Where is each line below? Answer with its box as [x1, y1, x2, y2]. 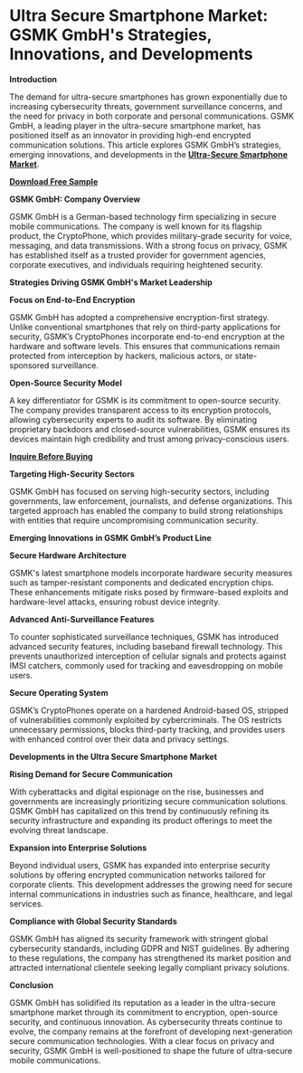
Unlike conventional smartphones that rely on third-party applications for [9, 321, 281, 332]
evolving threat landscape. [9, 824, 109, 835]
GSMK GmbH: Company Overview [9, 194, 141, 204]
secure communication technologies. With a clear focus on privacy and [9, 1035, 275, 1046]
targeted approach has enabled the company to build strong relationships [9, 505, 283, 516]
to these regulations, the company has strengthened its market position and [9, 952, 291, 964]
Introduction [9, 73, 57, 84]
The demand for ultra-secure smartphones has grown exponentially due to [9, 91, 288, 102]
